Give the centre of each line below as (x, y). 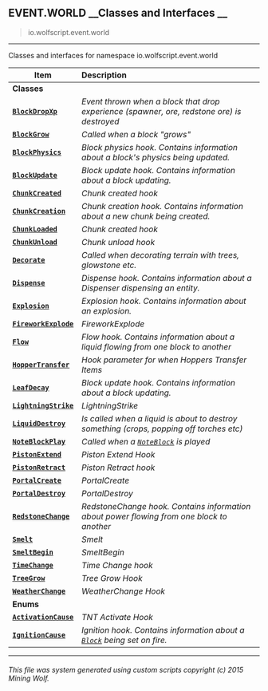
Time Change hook (117, 565)
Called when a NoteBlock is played (146, 441)
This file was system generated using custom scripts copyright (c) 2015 (126, 670)
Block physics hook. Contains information (159, 147)
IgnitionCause (39, 635)
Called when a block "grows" (136, 134)
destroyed (100, 121)
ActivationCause (43, 617)
